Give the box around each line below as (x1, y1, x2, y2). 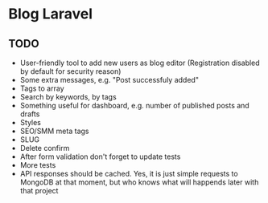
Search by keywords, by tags (19, 92, 117, 101)
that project (19, 186, 59, 195)
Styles (19, 118, 42, 127)
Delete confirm (19, 144, 70, 152)
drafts (19, 109, 40, 119)
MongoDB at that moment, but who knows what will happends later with (19, 177, 259, 187)
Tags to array (19, 83, 64, 93)
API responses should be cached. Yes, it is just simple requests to (19, 169, 239, 178)
